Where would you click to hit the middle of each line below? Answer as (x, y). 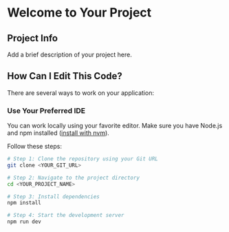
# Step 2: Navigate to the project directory (73, 178)
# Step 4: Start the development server (66, 215)
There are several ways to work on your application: (81, 93)
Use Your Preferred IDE (46, 110)
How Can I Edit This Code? (65, 76)
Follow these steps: (34, 147)
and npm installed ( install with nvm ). (58, 133)
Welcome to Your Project (79, 13)
